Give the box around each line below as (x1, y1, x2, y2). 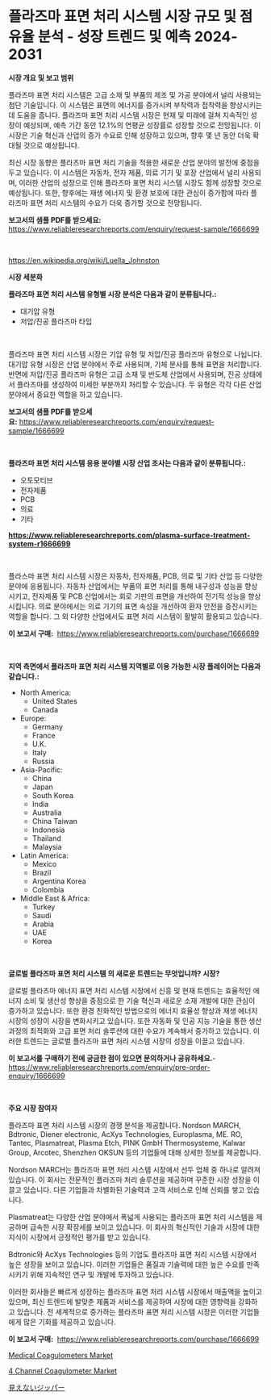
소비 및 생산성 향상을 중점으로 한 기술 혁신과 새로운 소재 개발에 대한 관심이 (23, 996, 256, 1005)
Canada (31, 704, 59, 714)
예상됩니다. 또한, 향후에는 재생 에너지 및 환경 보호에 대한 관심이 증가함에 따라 (8, 187, 249, 198)
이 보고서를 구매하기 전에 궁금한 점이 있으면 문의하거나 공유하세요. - (8, 1053, 216, 1063)
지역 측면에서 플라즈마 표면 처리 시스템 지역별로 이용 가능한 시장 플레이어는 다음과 (8, 661, 261, 671)
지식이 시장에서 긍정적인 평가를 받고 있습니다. (8, 1232, 151, 1242)
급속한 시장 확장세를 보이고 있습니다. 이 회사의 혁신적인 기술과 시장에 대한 (29, 1222, 261, 1231)
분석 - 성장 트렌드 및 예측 (37, 27, 192, 46)
